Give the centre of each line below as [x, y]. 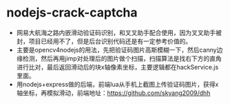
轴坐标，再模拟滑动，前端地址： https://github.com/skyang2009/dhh [113, 93]
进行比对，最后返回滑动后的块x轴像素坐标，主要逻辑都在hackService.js [117, 67]
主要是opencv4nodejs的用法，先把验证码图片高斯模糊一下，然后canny [117, 50]
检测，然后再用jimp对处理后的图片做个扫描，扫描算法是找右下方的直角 [122, 58]
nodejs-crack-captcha [72, 13]
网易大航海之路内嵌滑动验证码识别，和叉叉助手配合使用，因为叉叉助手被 [119, 32]
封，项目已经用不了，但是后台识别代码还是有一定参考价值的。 [104, 41]
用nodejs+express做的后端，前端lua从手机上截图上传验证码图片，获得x [117, 84]
